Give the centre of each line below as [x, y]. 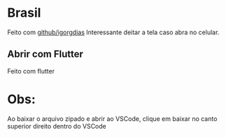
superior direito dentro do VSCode [57, 126]
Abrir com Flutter [45, 54]
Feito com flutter [31, 71]
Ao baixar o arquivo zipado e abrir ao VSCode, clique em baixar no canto [112, 118]
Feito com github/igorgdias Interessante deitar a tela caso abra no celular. [113, 32]
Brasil [24, 13]
